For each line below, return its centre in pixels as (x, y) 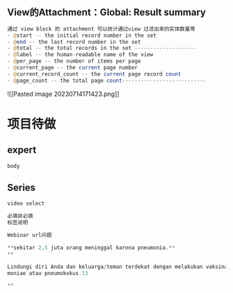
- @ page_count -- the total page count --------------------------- (107, 81)
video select (26, 203)
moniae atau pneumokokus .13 (48, 273)
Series (21, 187)
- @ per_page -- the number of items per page (74, 61)
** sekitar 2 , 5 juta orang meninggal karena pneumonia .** (91, 248)
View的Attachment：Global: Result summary (106, 12)
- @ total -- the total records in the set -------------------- (102, 48)
